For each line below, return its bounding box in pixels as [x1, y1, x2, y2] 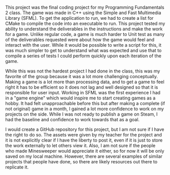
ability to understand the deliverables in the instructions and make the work [5, 26, 163, 32]
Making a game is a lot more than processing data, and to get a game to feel [5, 79, 165, 85]
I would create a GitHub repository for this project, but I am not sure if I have [5, 126, 164, 132]
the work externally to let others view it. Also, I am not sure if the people [5, 143, 156, 149]
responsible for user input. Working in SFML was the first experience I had [5, 90, 161, 95]
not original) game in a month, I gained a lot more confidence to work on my [5, 106, 164, 112]
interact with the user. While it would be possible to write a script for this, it [5, 42, 161, 48]
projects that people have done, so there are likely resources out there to [5, 159, 158, 164]
